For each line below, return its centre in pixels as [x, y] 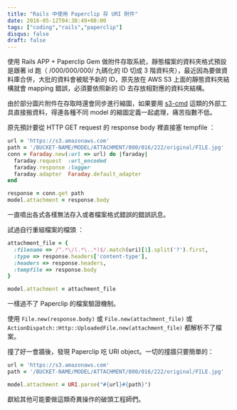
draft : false [27, 41]
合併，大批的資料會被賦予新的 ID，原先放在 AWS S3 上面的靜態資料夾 [121, 80]
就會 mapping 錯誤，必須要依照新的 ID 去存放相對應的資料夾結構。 [111, 88]
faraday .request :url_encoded [60, 161]
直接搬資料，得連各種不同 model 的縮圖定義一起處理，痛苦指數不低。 [115, 112]
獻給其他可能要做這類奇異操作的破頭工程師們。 [76, 399]
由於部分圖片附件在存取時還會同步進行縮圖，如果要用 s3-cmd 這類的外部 [114, 103]
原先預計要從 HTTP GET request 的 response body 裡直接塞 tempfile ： [111, 127]
